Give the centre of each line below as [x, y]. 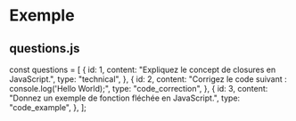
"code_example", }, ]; [48, 107]
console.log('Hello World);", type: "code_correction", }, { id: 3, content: [139, 89]
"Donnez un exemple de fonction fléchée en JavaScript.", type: [125, 98]
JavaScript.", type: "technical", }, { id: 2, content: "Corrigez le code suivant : [148, 79]
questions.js [45, 48]
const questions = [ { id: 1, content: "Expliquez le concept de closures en [143, 69]
